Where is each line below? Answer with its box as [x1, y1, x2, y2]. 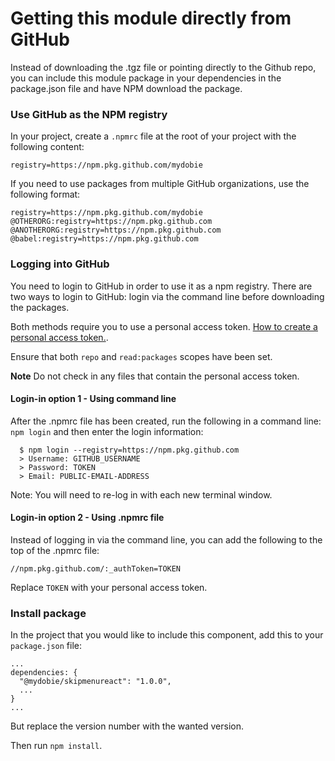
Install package [10, 606, 87, 620]
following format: [10, 188, 81, 201]
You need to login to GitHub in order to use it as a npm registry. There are [10, 280, 313, 292]
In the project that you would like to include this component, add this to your [10, 629, 324, 641]
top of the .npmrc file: [10, 544, 100, 556]
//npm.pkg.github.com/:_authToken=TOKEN [10, 563, 182, 574]
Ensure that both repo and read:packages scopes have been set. [10, 350, 273, 362]
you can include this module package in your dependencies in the [10, 72, 282, 84]
